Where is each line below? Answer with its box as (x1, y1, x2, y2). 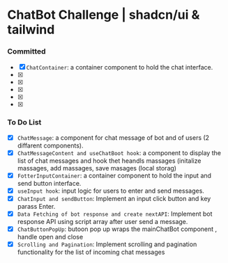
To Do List (7, 118, 42, 127)
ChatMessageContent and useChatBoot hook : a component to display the (17, 148, 222, 157)
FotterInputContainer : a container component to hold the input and (17, 171, 211, 180)
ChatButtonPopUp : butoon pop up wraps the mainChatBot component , (17, 225, 218, 233)
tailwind (7, 22, 55, 38)
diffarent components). (17, 141, 84, 150)
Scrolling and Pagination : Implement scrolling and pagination (17, 240, 197, 248)
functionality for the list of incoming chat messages (17, 248, 165, 257)
